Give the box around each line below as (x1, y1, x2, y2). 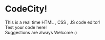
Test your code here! (5, 24, 47, 30)
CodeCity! (5, 3, 47, 14)
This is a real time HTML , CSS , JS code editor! (5, 19, 101, 25)
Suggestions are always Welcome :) (5, 29, 77, 35)
